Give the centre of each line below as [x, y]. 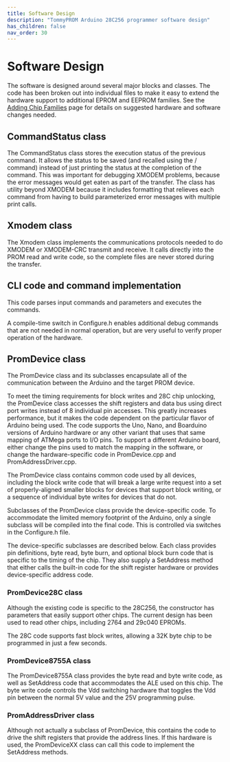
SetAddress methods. [38, 752]
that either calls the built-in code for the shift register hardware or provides [113, 568]
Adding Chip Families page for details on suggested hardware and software [114, 108]
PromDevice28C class [45, 593]
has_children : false [37, 26]
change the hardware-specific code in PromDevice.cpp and [92, 455]
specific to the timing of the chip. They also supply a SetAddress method [110, 560]
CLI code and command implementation [94, 286]
